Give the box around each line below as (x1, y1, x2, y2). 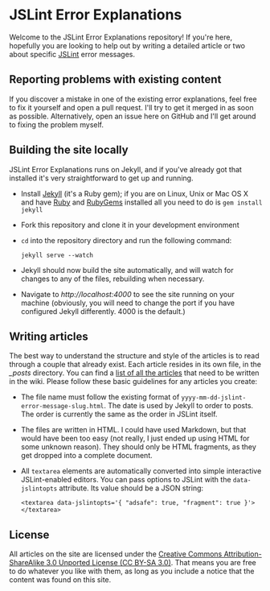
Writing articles (9, 329, 88, 343)
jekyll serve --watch (20, 251, 93, 259)
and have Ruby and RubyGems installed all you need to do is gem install (20, 197, 263, 207)
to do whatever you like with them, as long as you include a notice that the (9, 566, 255, 577)
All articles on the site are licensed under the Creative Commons (9, 549, 223, 559)
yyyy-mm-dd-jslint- (181, 394, 247, 402)
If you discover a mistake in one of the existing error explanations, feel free (9, 94, 257, 104)
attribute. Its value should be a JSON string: (59, 483, 204, 493)
